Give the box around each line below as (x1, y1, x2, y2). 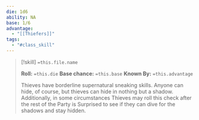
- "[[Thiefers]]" (11, 31, 55, 37)
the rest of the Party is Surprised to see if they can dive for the (20, 100, 176, 107)
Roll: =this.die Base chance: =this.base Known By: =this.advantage (20, 70, 194, 77)
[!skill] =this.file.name (20, 58, 78, 66)
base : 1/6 (6, 20, 31, 26)
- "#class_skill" (11, 42, 55, 48)
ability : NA (6, 14, 36, 20)
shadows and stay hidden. (20, 107, 86, 114)
